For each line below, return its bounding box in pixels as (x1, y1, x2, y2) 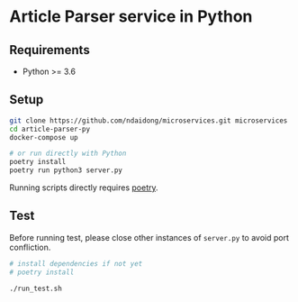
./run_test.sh (9, 284, 63, 293)
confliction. (9, 242, 51, 252)
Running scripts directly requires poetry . (9, 182, 159, 193)
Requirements (9, 42, 90, 58)
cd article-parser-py (9, 124, 91, 133)
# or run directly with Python (9, 149, 127, 159)
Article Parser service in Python (9, 6, 253, 27)
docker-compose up (9, 133, 78, 142)
